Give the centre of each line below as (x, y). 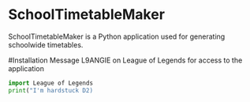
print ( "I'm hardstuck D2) (50, 90)
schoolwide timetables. (46, 44)
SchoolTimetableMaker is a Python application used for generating (117, 36)
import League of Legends (50, 83)
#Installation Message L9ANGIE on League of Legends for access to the (125, 60)
